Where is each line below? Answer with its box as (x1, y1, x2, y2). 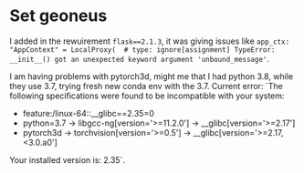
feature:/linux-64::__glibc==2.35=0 (22, 107, 155, 118)
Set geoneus (9, 5, 108, 26)
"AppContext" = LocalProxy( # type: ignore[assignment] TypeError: (9, 45, 276, 55)
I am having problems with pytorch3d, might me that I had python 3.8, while (9, 70, 294, 82)
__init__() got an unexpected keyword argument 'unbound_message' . (9, 53, 270, 64)
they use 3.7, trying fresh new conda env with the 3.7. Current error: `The (9, 80, 283, 91)
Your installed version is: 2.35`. (9, 154, 126, 165)
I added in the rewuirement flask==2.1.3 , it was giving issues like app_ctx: (9, 36, 290, 46)
